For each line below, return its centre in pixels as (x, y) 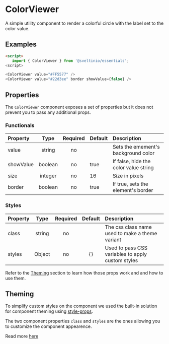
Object (42, 254)
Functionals (20, 125)
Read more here (22, 336)
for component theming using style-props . (49, 311)
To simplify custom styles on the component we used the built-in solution (81, 306)
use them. (16, 278)
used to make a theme (131, 233)
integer (48, 176)
